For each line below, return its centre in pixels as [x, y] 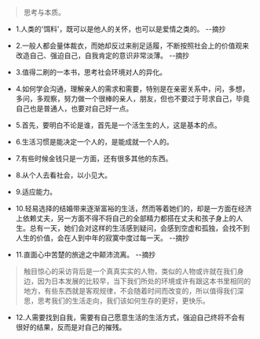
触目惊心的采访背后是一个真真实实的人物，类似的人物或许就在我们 [130, 271]
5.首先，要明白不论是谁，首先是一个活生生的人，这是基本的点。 [118, 125]
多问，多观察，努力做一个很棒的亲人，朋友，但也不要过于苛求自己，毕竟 [132, 98]
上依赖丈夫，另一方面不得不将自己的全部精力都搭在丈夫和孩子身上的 [126, 218]
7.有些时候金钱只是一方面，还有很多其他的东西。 [94, 159]
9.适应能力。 [36, 192]
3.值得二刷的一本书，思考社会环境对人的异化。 [91, 72]
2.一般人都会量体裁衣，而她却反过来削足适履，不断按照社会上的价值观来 [132, 46]
